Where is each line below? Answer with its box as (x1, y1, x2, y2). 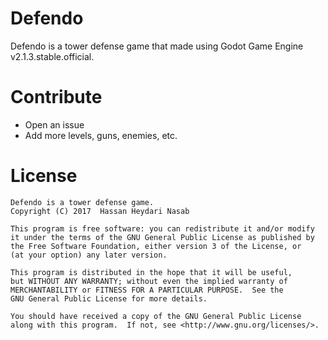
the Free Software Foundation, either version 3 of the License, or (10, 241, 302, 251)
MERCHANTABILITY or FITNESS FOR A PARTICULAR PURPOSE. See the (10, 285, 284, 295)
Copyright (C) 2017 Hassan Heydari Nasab (10, 206, 190, 216)
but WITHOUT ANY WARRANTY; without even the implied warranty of (10, 276, 288, 286)
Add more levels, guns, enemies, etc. (24, 129, 178, 141)
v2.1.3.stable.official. (10, 50, 95, 62)
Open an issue (24, 118, 85, 131)
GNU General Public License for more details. (10, 293, 208, 304)
